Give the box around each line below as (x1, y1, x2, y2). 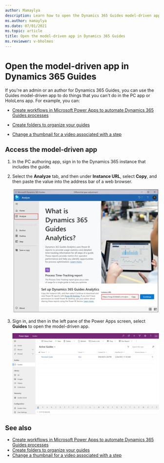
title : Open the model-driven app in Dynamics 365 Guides (5, 34, 125, 39)
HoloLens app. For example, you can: (5, 97, 80, 103)
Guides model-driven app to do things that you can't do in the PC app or (5, 92, 150, 98)
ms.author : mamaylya (5, 18, 47, 23)
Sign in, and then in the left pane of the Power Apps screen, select (12, 318, 145, 324)
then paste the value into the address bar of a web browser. (12, 178, 133, 184)
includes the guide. (12, 164, 51, 170)
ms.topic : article (5, 28, 42, 34)
